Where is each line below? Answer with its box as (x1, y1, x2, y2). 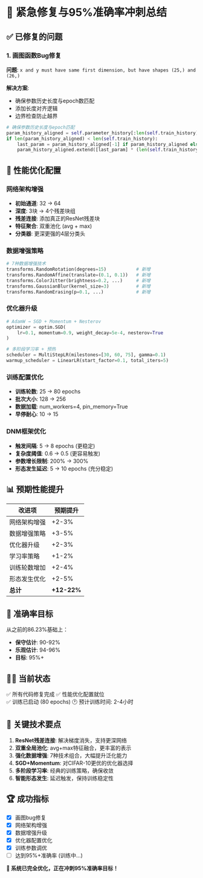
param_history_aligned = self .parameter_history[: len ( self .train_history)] (6, 130, 201, 136)
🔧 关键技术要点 (6, 719, 62, 730)
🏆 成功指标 (6, 794, 50, 804)
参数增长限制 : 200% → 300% (14, 457, 89, 464)
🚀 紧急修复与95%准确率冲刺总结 (6, 5, 167, 19)
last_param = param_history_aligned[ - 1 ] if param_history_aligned (17, 141, 188, 147)
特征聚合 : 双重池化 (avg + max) (14, 222, 92, 229)
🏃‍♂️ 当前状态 (6, 673, 51, 684)
